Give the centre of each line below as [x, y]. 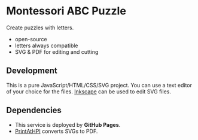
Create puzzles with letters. [40, 28]
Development [32, 71]
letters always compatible [47, 45]
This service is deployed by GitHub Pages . [68, 124]
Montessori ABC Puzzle [66, 11]
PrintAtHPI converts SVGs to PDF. [56, 131]
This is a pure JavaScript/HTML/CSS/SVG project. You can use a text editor [99, 85]
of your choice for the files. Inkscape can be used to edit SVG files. [89, 92]
